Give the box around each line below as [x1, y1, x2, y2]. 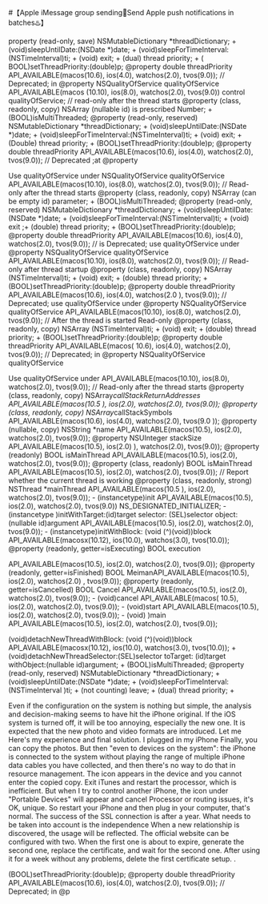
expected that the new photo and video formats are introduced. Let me [8, 726, 242, 736]
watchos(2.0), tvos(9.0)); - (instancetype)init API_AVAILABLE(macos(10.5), [8, 492, 254, 502]
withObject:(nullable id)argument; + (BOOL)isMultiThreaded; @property [8, 660, 245, 669]
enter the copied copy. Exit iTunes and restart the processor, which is [8, 777, 238, 787]
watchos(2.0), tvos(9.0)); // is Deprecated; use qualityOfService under [8, 239, 240, 248]
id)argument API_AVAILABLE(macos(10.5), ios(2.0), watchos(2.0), [38, 518, 254, 528]
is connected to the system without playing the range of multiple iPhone [8, 752, 246, 761]
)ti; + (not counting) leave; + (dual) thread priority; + [63, 685, 234, 695]
